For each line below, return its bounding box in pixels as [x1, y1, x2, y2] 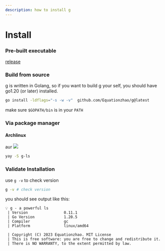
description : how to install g [5, 7, 71, 13]
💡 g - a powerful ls [5, 206, 49, 211]
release [5, 59, 21, 65]
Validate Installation [5, 166, 55, 173]
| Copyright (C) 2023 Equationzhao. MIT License [7, 232, 112, 237]
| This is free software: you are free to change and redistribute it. [7, 237, 161, 242]
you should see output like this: [5, 196, 70, 202]
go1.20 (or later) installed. [5, 88, 58, 94]
